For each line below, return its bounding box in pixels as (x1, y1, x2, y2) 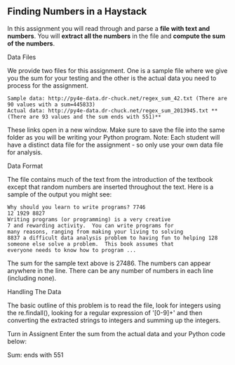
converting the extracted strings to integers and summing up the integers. (7, 316, 221, 324)
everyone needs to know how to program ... (7, 246, 137, 253)
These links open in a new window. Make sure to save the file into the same (7, 126, 225, 134)
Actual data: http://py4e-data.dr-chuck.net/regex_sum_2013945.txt (7, 107, 209, 114)
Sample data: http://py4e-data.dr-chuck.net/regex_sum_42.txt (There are (7, 95, 228, 102)
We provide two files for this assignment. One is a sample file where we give (7, 66, 228, 74)
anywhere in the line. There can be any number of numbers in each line (7, 266, 214, 274)
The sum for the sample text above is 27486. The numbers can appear (7, 259, 211, 267)
